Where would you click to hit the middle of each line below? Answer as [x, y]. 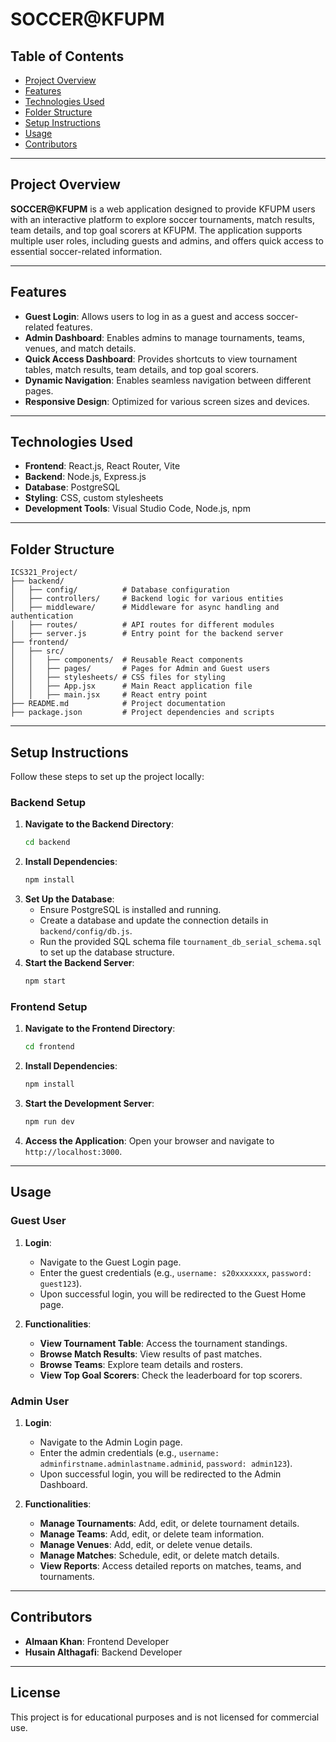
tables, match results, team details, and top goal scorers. [142, 369]
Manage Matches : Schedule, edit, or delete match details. [159, 1555]
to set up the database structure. [107, 952]
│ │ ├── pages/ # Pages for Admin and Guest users [140, 669]
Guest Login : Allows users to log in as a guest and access [144, 316]
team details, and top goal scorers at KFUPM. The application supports [156, 230]
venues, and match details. [80, 348]
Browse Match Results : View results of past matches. [151, 1354]
